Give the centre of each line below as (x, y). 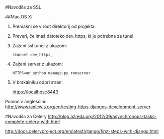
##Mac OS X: (19, 17)
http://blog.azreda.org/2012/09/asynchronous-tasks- (102, 116)
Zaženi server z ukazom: (38, 64)
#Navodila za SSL (23, 7)
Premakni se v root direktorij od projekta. (54, 26)
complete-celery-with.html (33, 122)
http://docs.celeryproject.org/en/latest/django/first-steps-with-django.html (82, 131)
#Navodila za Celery (26, 116)
